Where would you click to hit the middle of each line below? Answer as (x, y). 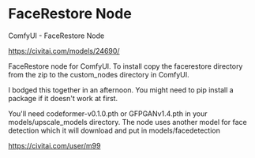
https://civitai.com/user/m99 (54, 145)
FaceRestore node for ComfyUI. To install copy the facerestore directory (126, 66)
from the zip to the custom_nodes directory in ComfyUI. (99, 74)
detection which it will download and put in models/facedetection (114, 130)
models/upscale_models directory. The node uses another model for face (127, 122)
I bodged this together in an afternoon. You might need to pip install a (121, 90)
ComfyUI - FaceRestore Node (56, 36)
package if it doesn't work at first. (63, 98)
